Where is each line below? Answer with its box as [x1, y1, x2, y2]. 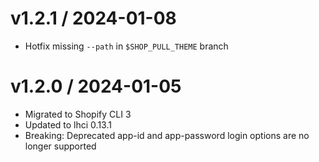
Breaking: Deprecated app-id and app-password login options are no [24, 129, 310, 141]
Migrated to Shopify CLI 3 [24, 108, 132, 120]
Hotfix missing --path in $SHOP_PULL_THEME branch [24, 40, 229, 52]
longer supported [24, 140, 97, 152]
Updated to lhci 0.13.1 [24, 118, 112, 131]
